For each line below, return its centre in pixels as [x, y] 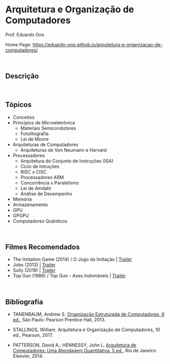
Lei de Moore [34, 139]
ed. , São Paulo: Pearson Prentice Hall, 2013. [59, 320]
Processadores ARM [42, 177]
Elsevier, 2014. [28, 356]
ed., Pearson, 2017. [33, 335]
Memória [22, 199]
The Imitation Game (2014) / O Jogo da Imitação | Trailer [72, 259]
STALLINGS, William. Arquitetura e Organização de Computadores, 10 [86, 330]
